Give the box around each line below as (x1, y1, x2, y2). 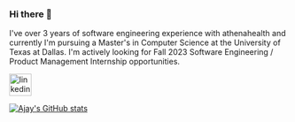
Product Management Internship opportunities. (9, 57, 180, 67)
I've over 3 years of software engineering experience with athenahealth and (9, 28, 286, 39)
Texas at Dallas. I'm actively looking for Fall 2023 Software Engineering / (9, 47, 274, 57)
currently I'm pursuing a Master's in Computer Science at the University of (9, 37, 281, 48)
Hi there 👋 (9, 8, 53, 20)
